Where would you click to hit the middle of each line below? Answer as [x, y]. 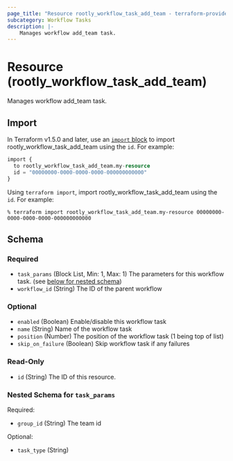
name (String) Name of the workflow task [75, 329]
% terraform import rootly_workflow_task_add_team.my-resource [101, 212]
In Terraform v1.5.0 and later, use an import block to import [91, 139]
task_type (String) [43, 450]
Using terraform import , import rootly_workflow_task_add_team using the [112, 192]
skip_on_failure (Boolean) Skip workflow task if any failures [103, 344]
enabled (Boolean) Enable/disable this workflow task [92, 322]
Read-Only [26, 362]
